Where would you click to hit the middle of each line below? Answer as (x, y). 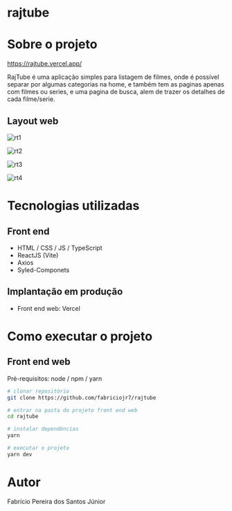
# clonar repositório (38, 391)
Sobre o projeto (52, 45)
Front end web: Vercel (49, 308)
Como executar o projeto (80, 336)
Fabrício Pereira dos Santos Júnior (56, 501)
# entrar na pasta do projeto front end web (72, 410)
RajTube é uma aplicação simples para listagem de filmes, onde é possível (113, 77)
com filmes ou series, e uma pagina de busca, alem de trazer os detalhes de (116, 92)
